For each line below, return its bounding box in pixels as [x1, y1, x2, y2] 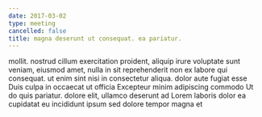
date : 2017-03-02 [8, 11, 67, 20]
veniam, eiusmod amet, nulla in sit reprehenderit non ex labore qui [8, 65, 228, 75]
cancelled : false [8, 27, 67, 35]
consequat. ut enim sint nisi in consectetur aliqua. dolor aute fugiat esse [8, 73, 247, 83]
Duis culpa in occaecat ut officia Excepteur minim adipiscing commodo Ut [8, 82, 254, 92]
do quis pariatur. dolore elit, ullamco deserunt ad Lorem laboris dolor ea [8, 90, 246, 101]
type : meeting [8, 19, 56, 27]
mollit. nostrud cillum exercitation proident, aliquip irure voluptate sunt [8, 56, 240, 66]
